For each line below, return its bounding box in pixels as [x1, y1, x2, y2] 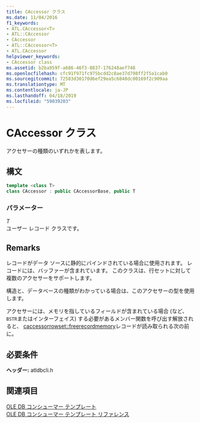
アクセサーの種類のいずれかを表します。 [6, 147, 106, 154]
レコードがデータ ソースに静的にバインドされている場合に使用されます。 [6, 259, 186, 267]
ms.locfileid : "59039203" [6, 98, 71, 104]
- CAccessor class [6, 59, 52, 65]
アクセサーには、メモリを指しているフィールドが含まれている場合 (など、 [6, 307, 188, 315]
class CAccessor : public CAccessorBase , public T [6, 188, 136, 194]
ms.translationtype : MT [6, 82, 66, 88]
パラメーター [6, 204, 43, 212]
